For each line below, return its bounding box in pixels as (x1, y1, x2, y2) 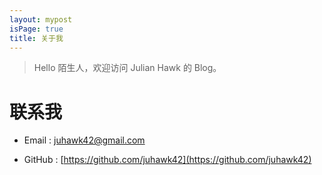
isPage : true (9, 24, 64, 34)
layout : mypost (9, 14, 73, 25)
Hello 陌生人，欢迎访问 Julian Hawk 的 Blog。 (33, 62, 222, 74)
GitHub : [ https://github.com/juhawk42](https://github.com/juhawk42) (23, 154, 312, 166)
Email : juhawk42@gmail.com (23, 134, 146, 146)
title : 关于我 (9, 33, 64, 43)
